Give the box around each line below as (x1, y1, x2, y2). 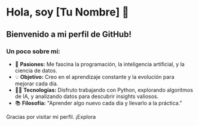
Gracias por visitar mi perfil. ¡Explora (6, 113, 96, 120)
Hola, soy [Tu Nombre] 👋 (6, 5, 130, 19)
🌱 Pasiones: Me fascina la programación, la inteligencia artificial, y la (14, 60, 185, 67)
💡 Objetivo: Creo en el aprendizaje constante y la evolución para (14, 73, 174, 80)
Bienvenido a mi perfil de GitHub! (6, 29, 131, 39)
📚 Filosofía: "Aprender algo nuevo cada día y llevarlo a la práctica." (14, 99, 182, 106)
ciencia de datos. (14, 67, 58, 74)
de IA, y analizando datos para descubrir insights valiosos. (14, 93, 159, 100)
